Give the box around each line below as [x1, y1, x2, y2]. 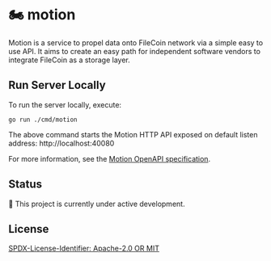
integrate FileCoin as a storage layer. [8, 55, 131, 65]
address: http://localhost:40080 [8, 138, 115, 148]
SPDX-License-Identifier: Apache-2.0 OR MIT [8, 243, 160, 254]
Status [8, 178, 43, 192]
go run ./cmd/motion [8, 116, 78, 124]
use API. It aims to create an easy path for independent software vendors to [8, 46, 261, 56]
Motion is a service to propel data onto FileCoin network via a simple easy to [8, 37, 264, 48]
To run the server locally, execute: [8, 99, 122, 109]
